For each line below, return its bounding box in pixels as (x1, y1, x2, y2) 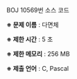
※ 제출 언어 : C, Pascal (6, 65, 69, 72)
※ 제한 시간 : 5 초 (6, 35, 53, 43)
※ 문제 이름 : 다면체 (6, 21, 60, 29)
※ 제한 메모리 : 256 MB (6, 50, 70, 58)
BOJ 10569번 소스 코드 (6, 6, 70, 14)
